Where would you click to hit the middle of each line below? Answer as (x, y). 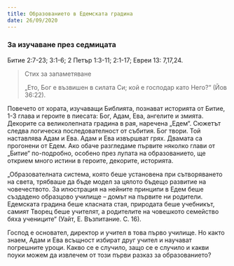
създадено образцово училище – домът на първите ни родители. (105, 197)
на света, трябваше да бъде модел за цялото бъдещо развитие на (107, 181)
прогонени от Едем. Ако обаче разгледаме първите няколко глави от (111, 145)
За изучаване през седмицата (62, 45)
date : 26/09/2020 (33, 20)
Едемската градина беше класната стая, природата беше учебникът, (111, 204)
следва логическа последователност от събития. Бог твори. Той (104, 131)
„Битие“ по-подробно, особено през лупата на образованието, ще (106, 153)
